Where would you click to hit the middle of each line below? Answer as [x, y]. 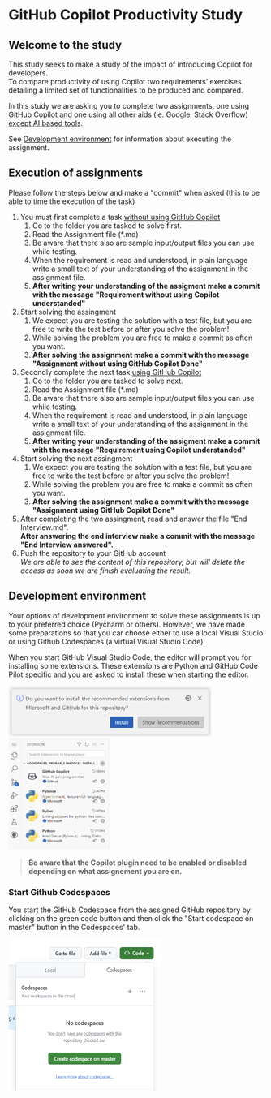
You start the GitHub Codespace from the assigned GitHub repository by [130, 910]
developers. [28, 73]
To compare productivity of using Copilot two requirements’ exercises [125, 82]
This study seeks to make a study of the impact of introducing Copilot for [131, 64]
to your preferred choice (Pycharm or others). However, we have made [127, 624]
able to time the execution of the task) [72, 201]
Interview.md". [44, 527]
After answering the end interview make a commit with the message [138, 536]
